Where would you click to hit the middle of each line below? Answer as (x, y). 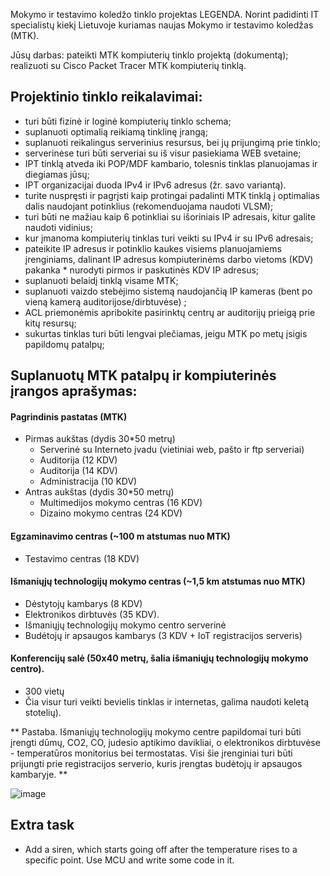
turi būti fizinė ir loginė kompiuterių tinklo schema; (128, 121)
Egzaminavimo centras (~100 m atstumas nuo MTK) (120, 536)
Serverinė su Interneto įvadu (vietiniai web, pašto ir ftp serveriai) (172, 450)
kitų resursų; (50, 323)
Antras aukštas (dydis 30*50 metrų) (99, 492)
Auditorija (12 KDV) (78, 460)
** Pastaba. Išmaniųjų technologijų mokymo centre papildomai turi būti (156, 732)
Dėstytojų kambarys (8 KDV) (83, 603)
